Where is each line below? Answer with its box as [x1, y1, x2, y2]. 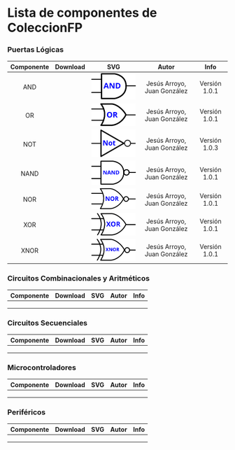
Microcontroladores [7, 363, 77, 372]
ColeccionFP [7, 20, 83, 36]
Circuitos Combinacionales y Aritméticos [7, 273, 150, 283]
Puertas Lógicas [7, 45, 64, 55]
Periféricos [7, 407, 46, 417]
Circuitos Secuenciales [7, 318, 88, 328]
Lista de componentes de [7, 5, 157, 21]
